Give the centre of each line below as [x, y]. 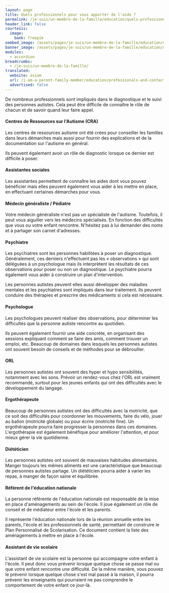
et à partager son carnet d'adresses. [43, 231]
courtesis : [17, 29]
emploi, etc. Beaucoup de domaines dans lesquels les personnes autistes [81, 344]
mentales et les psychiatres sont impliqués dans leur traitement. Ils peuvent [83, 290]
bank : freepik [29, 38]
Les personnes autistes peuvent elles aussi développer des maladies [76, 285]
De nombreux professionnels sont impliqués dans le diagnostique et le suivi [83, 99]
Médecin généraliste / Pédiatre [38, 203]
